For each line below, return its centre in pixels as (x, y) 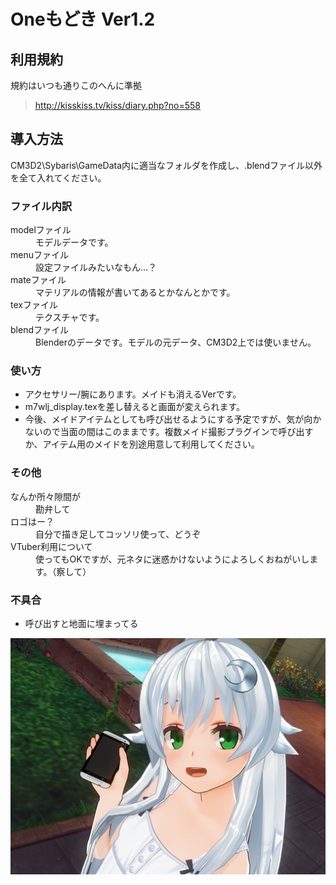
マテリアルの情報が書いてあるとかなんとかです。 (135, 292)
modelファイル (41, 230)
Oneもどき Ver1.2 (83, 19)
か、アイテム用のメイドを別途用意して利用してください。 (142, 444)
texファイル (34, 305)
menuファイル (39, 255)
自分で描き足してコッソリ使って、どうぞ (118, 534)
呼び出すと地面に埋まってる (81, 623)
